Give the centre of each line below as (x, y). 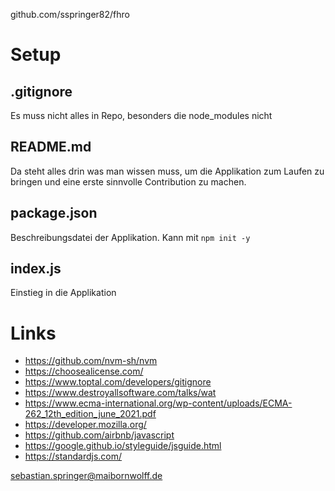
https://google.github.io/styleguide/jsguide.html (123, 446)
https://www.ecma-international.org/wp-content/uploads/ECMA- (158, 403)
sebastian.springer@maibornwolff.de (86, 476)
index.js (36, 269)
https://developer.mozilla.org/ (85, 425)
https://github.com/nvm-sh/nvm (91, 361)
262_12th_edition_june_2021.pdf (90, 414)
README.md (51, 147)
